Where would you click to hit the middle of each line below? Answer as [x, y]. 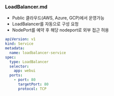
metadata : [15, 48]
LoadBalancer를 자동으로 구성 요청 [45, 24]
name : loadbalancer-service [38, 53]
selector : [19, 66]
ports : [16, 75]
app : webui [25, 71]
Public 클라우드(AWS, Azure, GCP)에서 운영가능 [58, 18]
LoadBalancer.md [26, 7]
